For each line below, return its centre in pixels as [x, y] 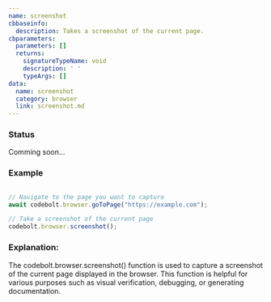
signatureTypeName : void [65, 62]
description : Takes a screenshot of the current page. [110, 31]
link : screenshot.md [50, 106]
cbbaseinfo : [28, 23]
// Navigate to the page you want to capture [86, 197]
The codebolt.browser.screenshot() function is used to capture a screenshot [135, 265]
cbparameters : [32, 38]
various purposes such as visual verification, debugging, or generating [126, 282]
